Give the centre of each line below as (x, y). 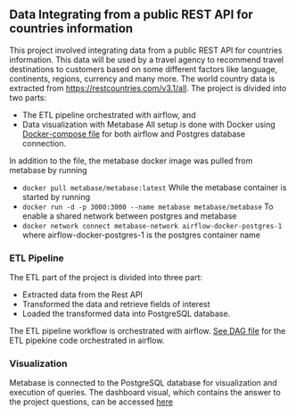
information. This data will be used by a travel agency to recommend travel (146, 59)
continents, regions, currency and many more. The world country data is (142, 79)
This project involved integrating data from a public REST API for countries (146, 50)
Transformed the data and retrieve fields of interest (116, 304)
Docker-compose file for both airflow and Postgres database (134, 134)
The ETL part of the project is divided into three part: (106, 278)
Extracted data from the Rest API (82, 295)
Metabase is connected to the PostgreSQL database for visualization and (144, 383)
